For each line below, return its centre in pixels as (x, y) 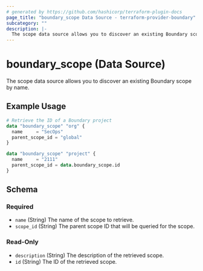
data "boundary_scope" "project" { (51, 154)
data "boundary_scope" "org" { (46, 126)
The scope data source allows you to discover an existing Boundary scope (99, 81)
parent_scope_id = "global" (47, 137)
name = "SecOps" (37, 132)
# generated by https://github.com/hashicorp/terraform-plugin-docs (94, 12)
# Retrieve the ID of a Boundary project (59, 120)
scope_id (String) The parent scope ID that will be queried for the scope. (105, 226)
